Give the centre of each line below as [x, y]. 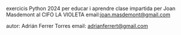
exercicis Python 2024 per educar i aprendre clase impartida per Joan [91, 8]
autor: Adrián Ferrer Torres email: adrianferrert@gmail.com [77, 26]
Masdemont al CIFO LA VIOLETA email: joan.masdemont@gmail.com [88, 15]
